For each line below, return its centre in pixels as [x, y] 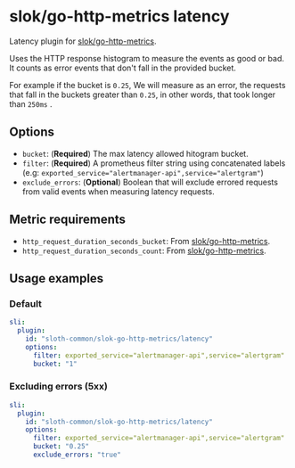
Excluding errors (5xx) [59, 387]
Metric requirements [68, 220]
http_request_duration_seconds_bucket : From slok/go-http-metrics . [146, 241]
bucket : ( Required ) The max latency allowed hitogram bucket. [135, 153]
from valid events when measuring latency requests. [119, 191]
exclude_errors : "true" [77, 455]
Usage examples [57, 278]
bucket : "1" [55, 364]
